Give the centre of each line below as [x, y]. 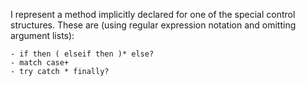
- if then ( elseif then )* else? [82, 54]
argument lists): [42, 35]
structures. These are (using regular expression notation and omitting [153, 25]
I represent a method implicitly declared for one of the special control [153, 14]
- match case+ [40, 63]
